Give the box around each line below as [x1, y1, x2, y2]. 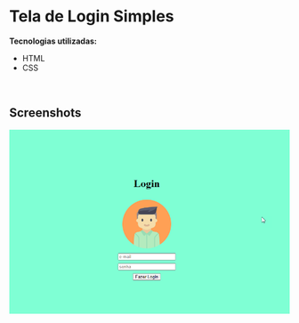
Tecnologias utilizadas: [9, 36, 98, 46]
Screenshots [9, 105, 82, 121]
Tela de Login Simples [9, 6, 175, 27]
